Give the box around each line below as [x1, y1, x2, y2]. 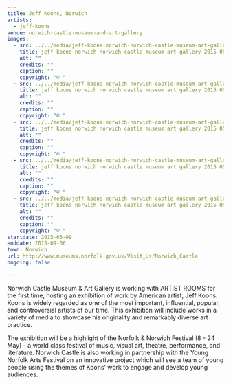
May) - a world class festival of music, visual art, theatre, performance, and [7, 341, 221, 349]
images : [7, 36, 30, 43]
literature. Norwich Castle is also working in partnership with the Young [7, 348, 209, 357]
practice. [7, 320, 32, 328]
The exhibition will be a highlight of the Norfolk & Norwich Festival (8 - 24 [7, 334, 215, 342]
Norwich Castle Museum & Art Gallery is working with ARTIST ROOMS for [7, 284, 216, 292]
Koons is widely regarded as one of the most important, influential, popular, [7, 298, 220, 306]
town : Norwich [7, 247, 48, 253]
